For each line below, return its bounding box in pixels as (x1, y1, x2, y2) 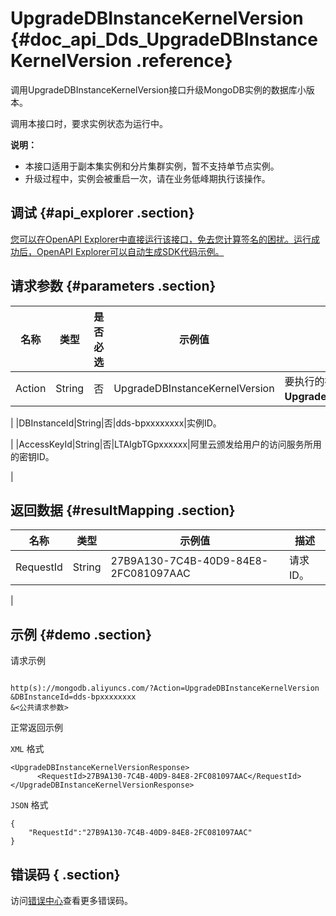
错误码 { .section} (10, 866, 121, 883)
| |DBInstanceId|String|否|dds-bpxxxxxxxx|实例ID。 (10, 417, 222, 429)
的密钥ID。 (10, 450, 55, 462)
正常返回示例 (10, 722, 63, 734)
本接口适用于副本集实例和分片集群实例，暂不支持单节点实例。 (24, 160, 280, 172)
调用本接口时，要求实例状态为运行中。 (10, 117, 168, 129)
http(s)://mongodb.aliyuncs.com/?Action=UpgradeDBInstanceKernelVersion (10, 683, 320, 694)
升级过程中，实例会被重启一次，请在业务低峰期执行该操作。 (24, 172, 271, 184)
